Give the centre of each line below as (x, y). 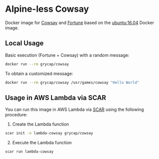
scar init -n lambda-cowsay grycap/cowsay (49, 133)
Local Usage (25, 43)
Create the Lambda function (41, 124)
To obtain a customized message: (39, 73)
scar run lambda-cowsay (29, 152)
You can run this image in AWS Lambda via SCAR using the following (75, 109)
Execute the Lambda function (42, 143)
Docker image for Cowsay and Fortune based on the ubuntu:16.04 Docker (80, 23)
